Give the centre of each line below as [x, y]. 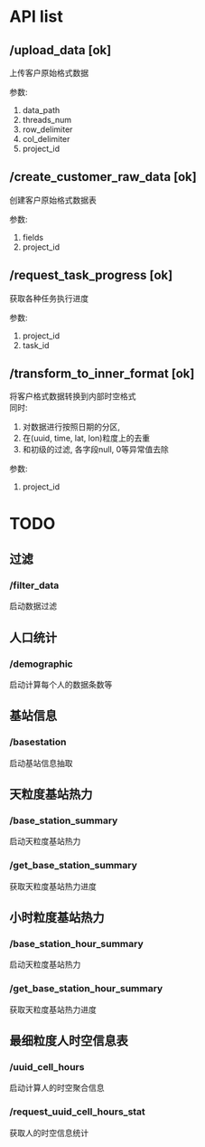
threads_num [47, 120]
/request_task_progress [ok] [91, 275]
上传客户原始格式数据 [49, 73]
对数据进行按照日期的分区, [71, 427]
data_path [41, 110]
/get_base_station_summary [74, 866]
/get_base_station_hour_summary [86, 989]
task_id [36, 345]
